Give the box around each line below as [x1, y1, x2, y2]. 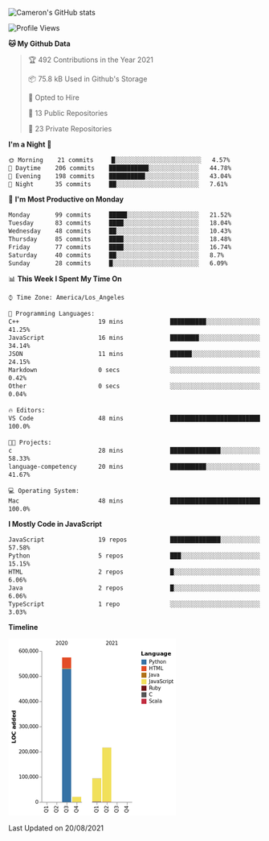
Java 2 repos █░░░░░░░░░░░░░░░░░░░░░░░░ [8, 584, 261, 592]
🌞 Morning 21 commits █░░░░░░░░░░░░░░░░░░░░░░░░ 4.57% [8, 156, 230, 164]
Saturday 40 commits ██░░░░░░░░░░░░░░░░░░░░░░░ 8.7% [8, 251, 225, 259]
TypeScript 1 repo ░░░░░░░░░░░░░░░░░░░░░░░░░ [8, 600, 261, 608]
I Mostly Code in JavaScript [8, 520, 103, 528]
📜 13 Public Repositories [27, 109, 108, 118]
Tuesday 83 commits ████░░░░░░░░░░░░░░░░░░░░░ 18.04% [8, 219, 231, 227]
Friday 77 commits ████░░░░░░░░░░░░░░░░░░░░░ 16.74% [8, 243, 231, 251]
